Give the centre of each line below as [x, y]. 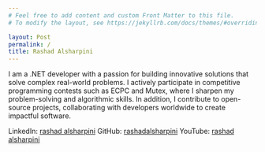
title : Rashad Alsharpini [50, 52]
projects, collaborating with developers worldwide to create [129, 108]
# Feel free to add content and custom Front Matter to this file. [121, 15]
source [20, 108]
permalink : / [30, 44]
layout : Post [30, 37]
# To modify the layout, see [56, 23]
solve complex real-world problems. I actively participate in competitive [124, 83]
